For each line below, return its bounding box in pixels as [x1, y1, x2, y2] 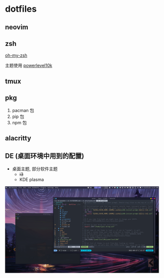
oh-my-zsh [5, 52, 28, 58]
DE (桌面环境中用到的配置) [5, 152, 84, 160]
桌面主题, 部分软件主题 [12, 165, 58, 172]
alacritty [5, 134, 32, 142]
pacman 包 [12, 107, 34, 113]
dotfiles [5, 3, 37, 15]
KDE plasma [19, 176, 44, 182]
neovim [5, 23, 28, 31]
